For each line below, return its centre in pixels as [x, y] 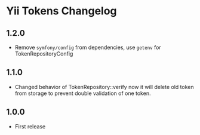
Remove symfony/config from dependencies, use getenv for [88, 47]
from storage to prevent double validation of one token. [83, 93]
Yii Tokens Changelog [62, 11]
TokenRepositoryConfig [44, 54]
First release [30, 126]
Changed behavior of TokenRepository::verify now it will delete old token [104, 87]
